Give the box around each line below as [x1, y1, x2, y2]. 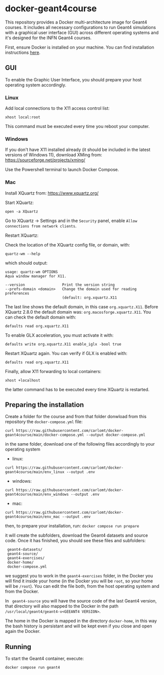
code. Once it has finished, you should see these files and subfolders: [5, 538, 146, 544]
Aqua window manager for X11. [5, 274, 67, 278]
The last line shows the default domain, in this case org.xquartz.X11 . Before [5, 303, 158, 309]
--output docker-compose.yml [86, 432, 146, 438]
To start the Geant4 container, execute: [5, 655, 84, 662]
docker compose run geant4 [5, 665, 60, 670]
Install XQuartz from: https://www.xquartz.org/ [5, 190, 99, 196]
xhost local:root [5, 115, 41, 120]
